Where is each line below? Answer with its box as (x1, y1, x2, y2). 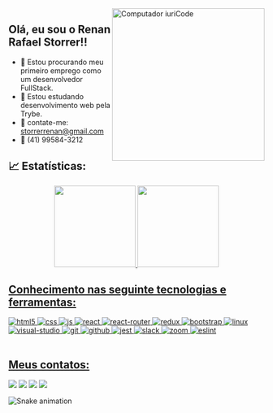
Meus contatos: (8, 358, 90, 372)
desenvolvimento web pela (19, 100, 111, 110)
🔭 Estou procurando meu (19, 57, 104, 67)
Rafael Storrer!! (8, 36, 88, 50)
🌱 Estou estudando (19, 91, 84, 101)
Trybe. (19, 109, 43, 119)
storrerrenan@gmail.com (19, 126, 104, 136)
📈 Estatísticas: (8, 159, 87, 173)
